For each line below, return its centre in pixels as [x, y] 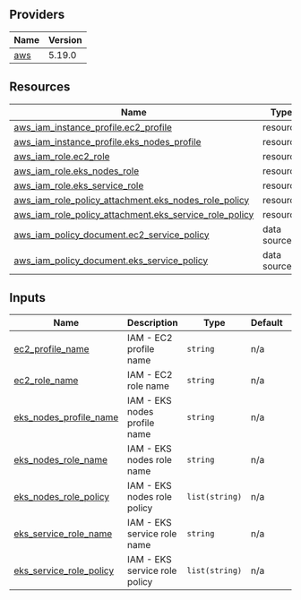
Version [65, 39]
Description [153, 323]
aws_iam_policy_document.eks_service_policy [111, 261]
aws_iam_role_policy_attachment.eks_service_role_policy [134, 214]
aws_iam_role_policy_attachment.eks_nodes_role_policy [132, 200]
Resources [40, 87]
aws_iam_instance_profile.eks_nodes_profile [107, 141]
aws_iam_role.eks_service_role [79, 185]
